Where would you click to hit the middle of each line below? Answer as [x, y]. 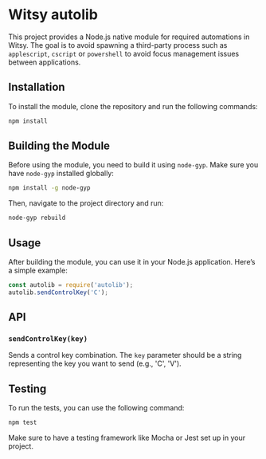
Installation [37, 87]
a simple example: [38, 270]
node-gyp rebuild [37, 218]
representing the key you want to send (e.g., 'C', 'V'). [95, 363]
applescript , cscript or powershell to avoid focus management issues [124, 53]
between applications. [45, 62]
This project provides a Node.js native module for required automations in [129, 37]
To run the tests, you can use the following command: [96, 408]
